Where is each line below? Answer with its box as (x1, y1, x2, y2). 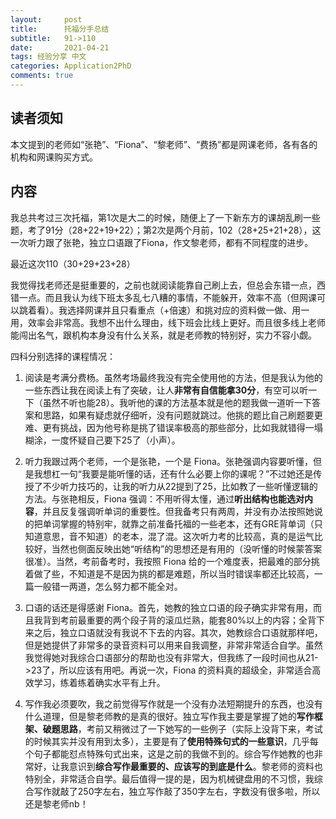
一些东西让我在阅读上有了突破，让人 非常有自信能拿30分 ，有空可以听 (24, 384, 309, 396)
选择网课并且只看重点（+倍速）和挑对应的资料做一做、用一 (66, 304, 310, 316)
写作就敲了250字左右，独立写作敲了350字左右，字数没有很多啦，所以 (33, 785, 321, 797)
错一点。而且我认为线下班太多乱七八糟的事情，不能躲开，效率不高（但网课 (10, 291, 317, 303)
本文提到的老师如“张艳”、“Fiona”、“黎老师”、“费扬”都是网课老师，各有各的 (10, 138, 318, 150)
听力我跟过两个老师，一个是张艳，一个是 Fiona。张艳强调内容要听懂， (24, 455, 313, 467)
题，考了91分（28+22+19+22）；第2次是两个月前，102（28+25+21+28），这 (10, 224, 322, 236)
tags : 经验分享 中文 (10, 52, 87, 62)
